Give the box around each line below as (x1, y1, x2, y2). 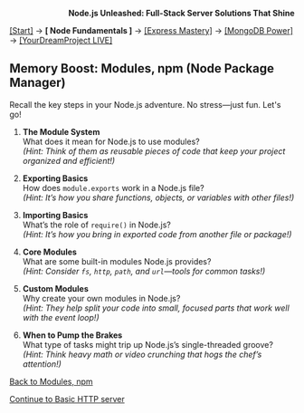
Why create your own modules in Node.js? (22, 293, 181, 303)
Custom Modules (22, 283, 89, 293)
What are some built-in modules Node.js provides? (22, 255, 212, 266)
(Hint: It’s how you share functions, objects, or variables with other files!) (22, 192, 295, 203)
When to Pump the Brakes (22, 330, 123, 341)
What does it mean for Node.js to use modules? (22, 136, 201, 147)
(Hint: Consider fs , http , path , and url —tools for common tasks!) (22, 265, 266, 276)
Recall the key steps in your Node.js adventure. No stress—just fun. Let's (9, 99, 282, 110)
